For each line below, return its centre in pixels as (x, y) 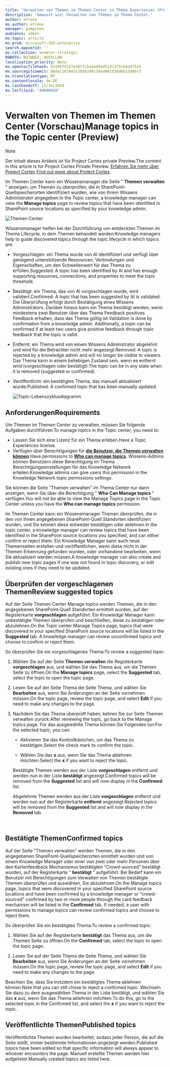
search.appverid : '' (27, 48)
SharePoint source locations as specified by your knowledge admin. (76, 209)
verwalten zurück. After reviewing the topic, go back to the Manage (82, 719)
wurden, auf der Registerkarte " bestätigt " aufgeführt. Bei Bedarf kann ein (83, 872)
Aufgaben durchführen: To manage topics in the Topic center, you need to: (82, 430)
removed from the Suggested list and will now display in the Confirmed (88, 781)
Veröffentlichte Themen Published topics (71, 1025)
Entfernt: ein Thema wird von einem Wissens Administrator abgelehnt (85, 344)
